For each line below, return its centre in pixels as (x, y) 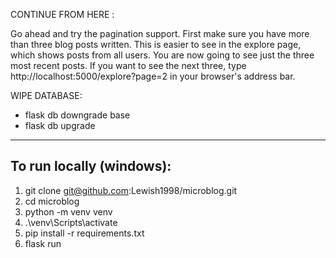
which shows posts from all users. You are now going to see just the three (162, 55)
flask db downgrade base (77, 115)
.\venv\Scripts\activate (71, 222)
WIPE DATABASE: (46, 95)
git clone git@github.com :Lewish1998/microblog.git (131, 190)
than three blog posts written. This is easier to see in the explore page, (156, 44)
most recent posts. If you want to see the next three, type (128, 65)
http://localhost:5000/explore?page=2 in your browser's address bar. (153, 76)
